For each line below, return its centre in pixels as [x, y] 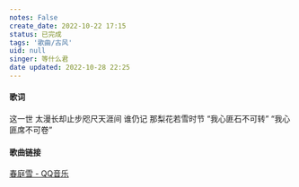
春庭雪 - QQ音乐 [39, 174]
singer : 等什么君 [39, 59]
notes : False [34, 17]
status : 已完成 [35, 34]
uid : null [28, 51]
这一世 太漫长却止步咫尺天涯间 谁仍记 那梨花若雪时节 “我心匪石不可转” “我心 [150, 119]
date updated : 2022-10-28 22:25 [70, 68]
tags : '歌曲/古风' [41, 42]
